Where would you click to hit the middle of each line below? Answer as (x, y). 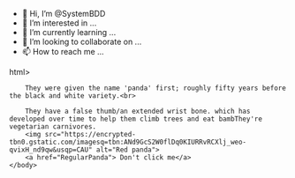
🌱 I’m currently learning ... (69, 32)
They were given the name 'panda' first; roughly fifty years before (156, 88)
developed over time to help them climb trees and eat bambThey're (136, 119)
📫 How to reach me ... (63, 52)
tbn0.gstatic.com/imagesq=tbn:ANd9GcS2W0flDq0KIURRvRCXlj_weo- (128, 142)
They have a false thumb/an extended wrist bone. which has (138, 111)
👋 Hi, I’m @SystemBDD (64, 14)
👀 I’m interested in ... (59, 23)
